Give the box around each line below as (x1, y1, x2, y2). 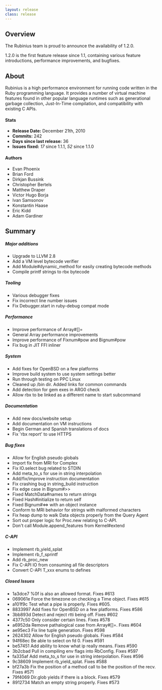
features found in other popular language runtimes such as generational (5, 95, 151, 101)
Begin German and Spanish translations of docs (12, 426, 109, 432)
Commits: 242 (12, 133, 42, 139)
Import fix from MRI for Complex (12, 460, 78, 466)
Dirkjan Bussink (12, 176, 44, 182)
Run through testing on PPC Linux (12, 376, 81, 382)
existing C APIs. (5, 106, 37, 112)
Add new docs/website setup (12, 415, 72, 421)
